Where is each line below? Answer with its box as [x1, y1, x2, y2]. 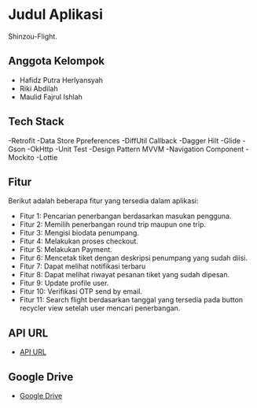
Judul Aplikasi [8, 6, 104, 24]
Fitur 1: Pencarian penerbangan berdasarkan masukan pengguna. [19, 211, 232, 221]
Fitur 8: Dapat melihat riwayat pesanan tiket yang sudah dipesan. [19, 270, 230, 280]
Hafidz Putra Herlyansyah [19, 75, 104, 84]
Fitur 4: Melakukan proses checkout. [19, 236, 139, 246]
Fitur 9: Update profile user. [19, 278, 109, 288]
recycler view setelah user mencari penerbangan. [19, 303, 181, 313]
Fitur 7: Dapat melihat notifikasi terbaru [19, 261, 146, 271]
